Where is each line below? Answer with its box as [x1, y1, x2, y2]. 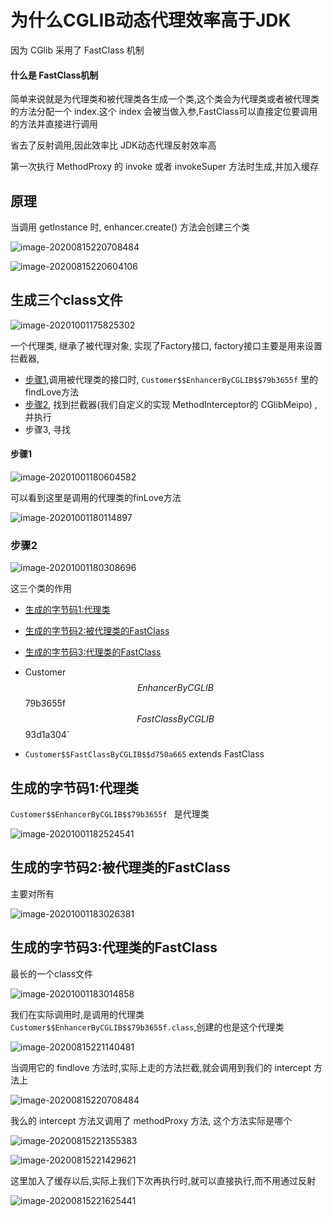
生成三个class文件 [10, 292, 123, 309]
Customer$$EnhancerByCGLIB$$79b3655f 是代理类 [10, 808, 210, 820]
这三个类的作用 [10, 582, 72, 595]
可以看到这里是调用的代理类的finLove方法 [10, 491, 182, 503]
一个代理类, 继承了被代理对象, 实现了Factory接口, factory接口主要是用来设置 [10, 339, 323, 351]
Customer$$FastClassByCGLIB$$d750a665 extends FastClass [24, 748, 265, 760]
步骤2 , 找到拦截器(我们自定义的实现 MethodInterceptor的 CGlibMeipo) [24, 398, 313, 410]
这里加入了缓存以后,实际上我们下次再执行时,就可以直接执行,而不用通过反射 [10, 1174, 317, 1186]
